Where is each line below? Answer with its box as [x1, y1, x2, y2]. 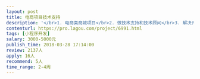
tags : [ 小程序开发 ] [6, 31, 50, 37]
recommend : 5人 [6, 58, 43, 64]
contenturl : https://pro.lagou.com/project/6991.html [6, 25, 143, 31]
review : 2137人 [6, 48, 43, 53]
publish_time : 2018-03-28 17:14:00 [6, 42, 95, 48]
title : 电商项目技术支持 [6, 14, 61, 20]
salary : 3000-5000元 [6, 36, 57, 42]
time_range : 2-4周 [6, 64, 51, 70]
